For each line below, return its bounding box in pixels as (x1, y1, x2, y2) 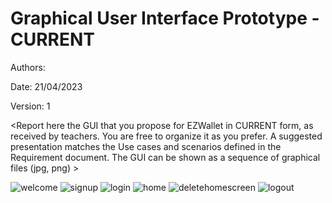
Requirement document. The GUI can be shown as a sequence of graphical (10, 151, 321, 163)
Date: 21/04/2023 (10, 80, 83, 92)
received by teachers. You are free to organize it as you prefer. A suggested (10, 130, 323, 142)
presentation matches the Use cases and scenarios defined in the (10, 140, 282, 152)
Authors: (10, 61, 46, 73)
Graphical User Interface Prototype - (10, 7, 320, 30)
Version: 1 (10, 100, 51, 112)
